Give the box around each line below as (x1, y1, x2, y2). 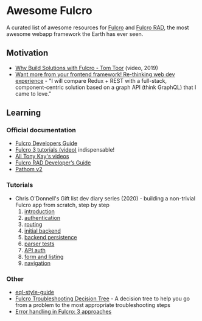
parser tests (24, 240, 55, 247)
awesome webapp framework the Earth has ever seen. (6, 30, 144, 37)
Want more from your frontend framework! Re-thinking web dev (15, 71, 175, 78)
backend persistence (24, 233, 77, 241)
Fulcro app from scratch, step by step (15, 201, 110, 208)
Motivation (6, 48, 49, 58)
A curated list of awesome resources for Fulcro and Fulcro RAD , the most (6, 24, 189, 31)
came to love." (15, 90, 52, 97)
